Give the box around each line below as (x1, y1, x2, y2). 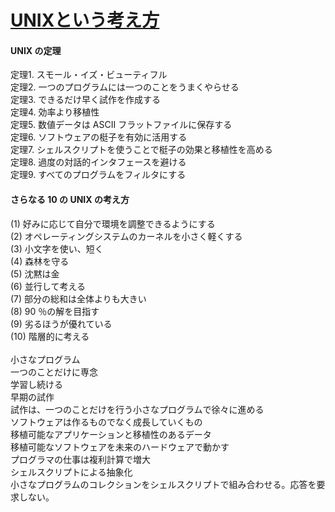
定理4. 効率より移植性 (10, 106, 100, 118)
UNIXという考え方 (10, 9, 160, 32)
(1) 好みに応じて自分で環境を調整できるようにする (10, 217, 216, 230)
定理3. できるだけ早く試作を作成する (10, 94, 162, 106)
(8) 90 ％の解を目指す (10, 305, 100, 317)
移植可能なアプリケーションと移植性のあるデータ (10, 428, 212, 440)
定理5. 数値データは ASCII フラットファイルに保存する (10, 119, 233, 131)
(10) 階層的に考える (10, 330, 90, 342)
